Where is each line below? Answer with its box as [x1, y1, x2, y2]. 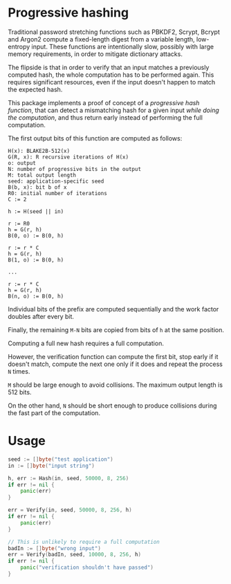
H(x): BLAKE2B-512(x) [8, 147, 71, 154]
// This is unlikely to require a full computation [8, 538, 160, 545]
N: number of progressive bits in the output [8, 165, 141, 172]
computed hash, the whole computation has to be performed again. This [8, 71, 214, 79]
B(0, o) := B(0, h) [8, 232, 64, 239]
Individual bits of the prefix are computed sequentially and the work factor [8, 304, 219, 313]
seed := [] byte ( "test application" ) [8, 455, 113, 463]
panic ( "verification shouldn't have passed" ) [20, 564, 154, 572]
